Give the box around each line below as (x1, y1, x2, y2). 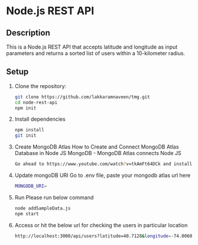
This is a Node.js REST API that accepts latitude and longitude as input (6, 43, 178, 50)
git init (14, 133, 37, 138)
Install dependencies (14, 115, 66, 122)
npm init (14, 105, 37, 111)
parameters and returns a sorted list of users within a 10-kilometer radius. (6, 50, 185, 57)
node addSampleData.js (14, 205, 71, 211)
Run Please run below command (14, 194, 94, 201)
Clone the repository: (14, 82, 67, 89)
